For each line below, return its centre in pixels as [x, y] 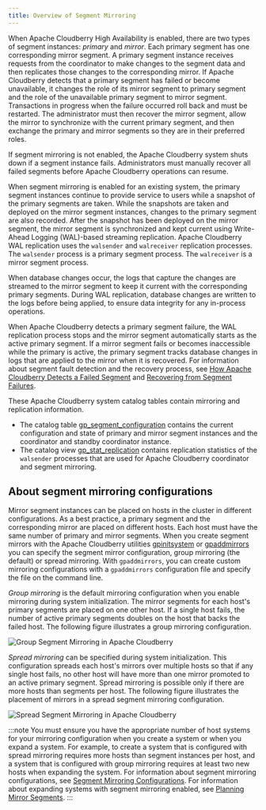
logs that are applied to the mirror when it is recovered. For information [123, 360]
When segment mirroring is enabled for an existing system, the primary [124, 186]
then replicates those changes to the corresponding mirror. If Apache [121, 71]
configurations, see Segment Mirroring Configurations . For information [123, 781]
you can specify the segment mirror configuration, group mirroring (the [124, 553]
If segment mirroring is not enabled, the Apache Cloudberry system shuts [128, 154]
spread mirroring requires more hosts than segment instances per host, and [132, 755]
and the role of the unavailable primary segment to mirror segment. [118, 97]
